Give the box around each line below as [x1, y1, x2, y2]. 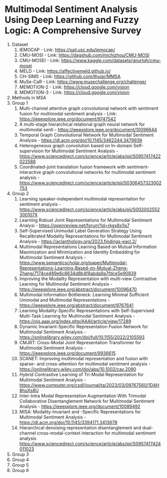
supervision [19, 148, 44, 154]
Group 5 [11, 462, 29, 468]
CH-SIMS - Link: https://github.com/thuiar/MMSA [19, 73, 121, 79]
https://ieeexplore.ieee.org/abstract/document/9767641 [19, 302, 134, 308]
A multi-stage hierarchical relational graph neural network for [19, 121, 145, 127]
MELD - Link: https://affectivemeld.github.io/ [19, 68, 111, 74]
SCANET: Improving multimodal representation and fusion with [19, 355, 148, 361]
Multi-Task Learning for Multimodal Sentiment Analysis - [19, 313, 135, 319]
